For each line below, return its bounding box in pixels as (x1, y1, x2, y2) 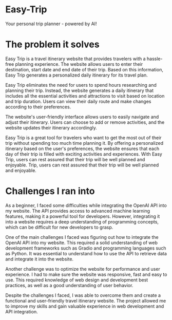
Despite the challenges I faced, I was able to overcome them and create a (5, 292, 161, 298)
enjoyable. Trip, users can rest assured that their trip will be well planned (5, 162, 159, 168)
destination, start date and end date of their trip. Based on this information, (5, 66, 163, 72)
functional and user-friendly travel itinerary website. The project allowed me (5, 297, 166, 304)
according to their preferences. (5, 104, 71, 110)
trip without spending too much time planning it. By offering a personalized (5, 140, 163, 146)
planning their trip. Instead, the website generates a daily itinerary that (5, 87, 154, 93)
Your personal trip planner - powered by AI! (5, 21, 97, 27)
